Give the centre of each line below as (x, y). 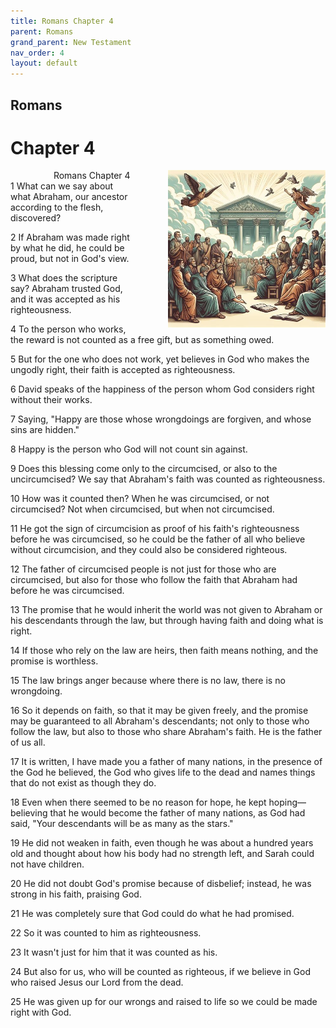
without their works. (51, 400)
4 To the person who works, (68, 329)
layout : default (44, 63)
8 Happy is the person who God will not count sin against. (129, 449)
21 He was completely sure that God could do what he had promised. (152, 914)
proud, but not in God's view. (70, 259)
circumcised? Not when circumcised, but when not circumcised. (142, 509)
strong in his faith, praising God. (76, 894)
